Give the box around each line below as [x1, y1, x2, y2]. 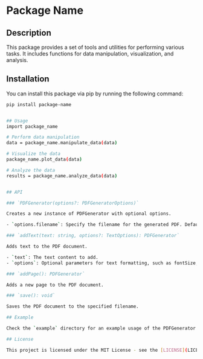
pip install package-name [6, 101, 71, 107]
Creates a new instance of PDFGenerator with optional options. [6, 211, 172, 217]
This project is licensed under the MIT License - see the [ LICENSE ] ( [6, 347, 188, 353]
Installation [6, 74, 50, 84]
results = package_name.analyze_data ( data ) [6, 173, 118, 179]
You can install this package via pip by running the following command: [6, 90, 184, 97]
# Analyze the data [6, 167, 56, 173]
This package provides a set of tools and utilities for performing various [6, 43, 184, 51]
